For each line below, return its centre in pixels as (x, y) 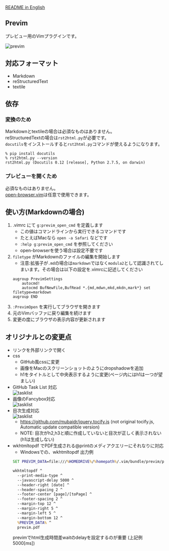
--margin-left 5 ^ (37, 513)
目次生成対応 (26, 411)
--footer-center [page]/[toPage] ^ (55, 494)
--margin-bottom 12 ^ (40, 518)
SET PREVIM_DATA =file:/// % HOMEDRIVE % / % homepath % (65, 462)
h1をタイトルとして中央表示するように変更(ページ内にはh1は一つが (89, 375)
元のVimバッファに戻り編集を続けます (52, 313)
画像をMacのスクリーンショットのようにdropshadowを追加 (82, 368)
